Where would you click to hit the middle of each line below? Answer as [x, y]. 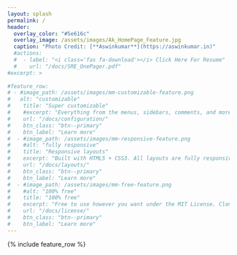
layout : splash [30, 14]
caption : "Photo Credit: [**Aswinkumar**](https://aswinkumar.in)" [115, 47]
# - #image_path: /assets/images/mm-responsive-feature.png [99, 138]
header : [19, 27]
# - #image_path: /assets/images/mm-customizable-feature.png [101, 93]
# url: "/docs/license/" [49, 211]
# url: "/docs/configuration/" [58, 119]
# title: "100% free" [44, 198]
